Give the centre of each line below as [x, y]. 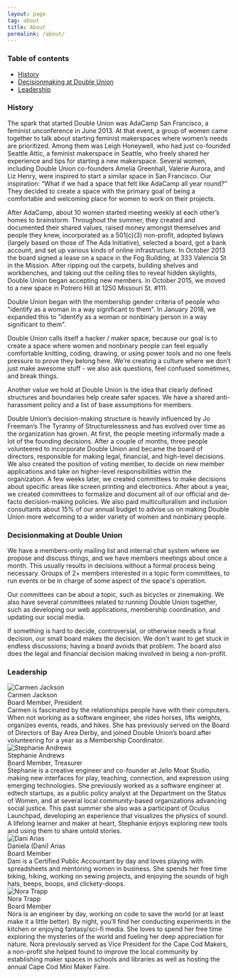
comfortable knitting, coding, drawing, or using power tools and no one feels [119, 353]
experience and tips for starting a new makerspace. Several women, [107, 161]
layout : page [27, 14]
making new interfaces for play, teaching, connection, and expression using [118, 778]
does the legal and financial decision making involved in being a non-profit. [117, 654]
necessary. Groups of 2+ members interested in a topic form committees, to [119, 574]
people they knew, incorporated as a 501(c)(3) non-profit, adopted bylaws [115, 235]
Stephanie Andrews [36, 756]
